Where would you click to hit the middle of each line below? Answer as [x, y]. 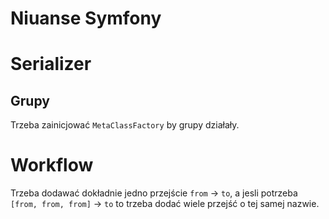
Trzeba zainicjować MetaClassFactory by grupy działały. [125, 125]
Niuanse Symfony [86, 18]
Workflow [52, 165]
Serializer [51, 64]
